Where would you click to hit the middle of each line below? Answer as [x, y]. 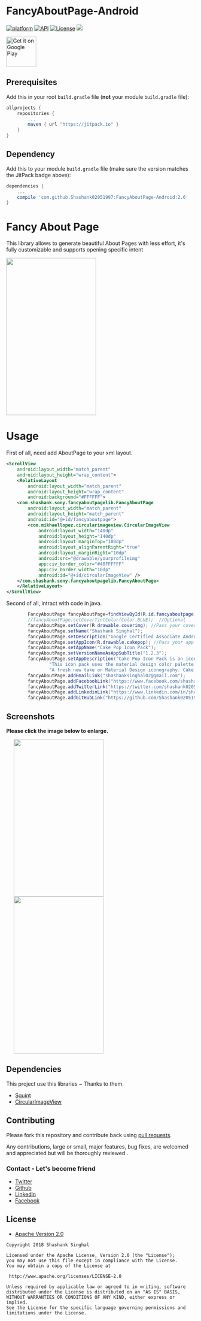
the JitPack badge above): [39, 175]
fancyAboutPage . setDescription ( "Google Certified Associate [104, 637]
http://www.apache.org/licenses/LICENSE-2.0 [65, 1276]
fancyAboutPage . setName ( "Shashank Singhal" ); [86, 631]
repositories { [36, 113]
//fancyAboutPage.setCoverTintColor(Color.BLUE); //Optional [107, 620]
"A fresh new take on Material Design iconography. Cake [121, 670]
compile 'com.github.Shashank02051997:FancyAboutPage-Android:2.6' [103, 197]
